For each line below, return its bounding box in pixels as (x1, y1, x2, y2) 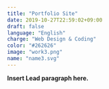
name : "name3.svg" (7, 55, 60, 62)
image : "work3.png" (7, 49, 63, 56)
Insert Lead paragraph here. (7, 74, 89, 82)
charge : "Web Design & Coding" (7, 36, 97, 43)
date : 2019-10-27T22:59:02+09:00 (7, 17, 103, 23)
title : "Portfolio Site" (7, 10, 78, 17)
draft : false (7, 23, 45, 30)
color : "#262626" (7, 42, 57, 49)
